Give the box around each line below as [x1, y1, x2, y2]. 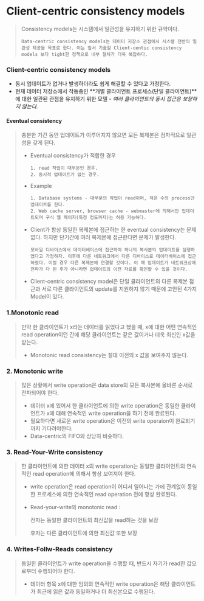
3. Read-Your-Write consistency [6, 448, 103, 456]
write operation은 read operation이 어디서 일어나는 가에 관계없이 [30, 483, 186, 490]
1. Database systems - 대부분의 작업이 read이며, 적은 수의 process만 [30, 195, 195, 201]
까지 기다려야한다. [30, 425, 73, 433]
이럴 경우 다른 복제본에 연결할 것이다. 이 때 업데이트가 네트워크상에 [48, 260, 196, 266]
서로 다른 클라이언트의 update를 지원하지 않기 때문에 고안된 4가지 [41, 285, 197, 293]
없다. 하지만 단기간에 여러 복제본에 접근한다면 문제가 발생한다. [30, 234, 176, 241]
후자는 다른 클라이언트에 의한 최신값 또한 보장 [30, 529, 138, 537]
